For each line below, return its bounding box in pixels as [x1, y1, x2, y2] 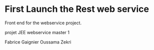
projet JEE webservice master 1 [5, 29, 70, 35]
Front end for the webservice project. [5, 20, 82, 26]
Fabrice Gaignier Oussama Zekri [5, 39, 71, 45]
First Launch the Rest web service [5, 3, 149, 15]
